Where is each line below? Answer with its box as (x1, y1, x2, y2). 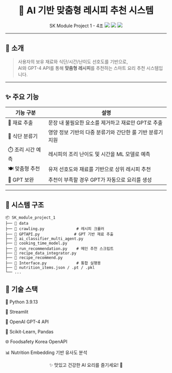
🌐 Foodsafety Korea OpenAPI (5, 339, 68, 345)
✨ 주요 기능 (5, 93, 39, 102)
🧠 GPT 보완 (8, 176, 34, 183)
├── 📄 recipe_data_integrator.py (5, 251, 77, 256)
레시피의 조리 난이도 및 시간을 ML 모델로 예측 (48, 151, 150, 158)
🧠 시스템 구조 (5, 201, 45, 209)
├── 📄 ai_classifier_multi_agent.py (5, 237, 83, 242)
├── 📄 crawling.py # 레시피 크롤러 (5, 226, 105, 231)
